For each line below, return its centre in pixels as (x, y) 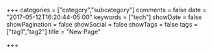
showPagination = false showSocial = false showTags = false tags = (102, 24)
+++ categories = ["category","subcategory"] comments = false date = (106, 10)
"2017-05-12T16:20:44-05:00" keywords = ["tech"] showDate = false (104, 17)
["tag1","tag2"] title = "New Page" (53, 31)
